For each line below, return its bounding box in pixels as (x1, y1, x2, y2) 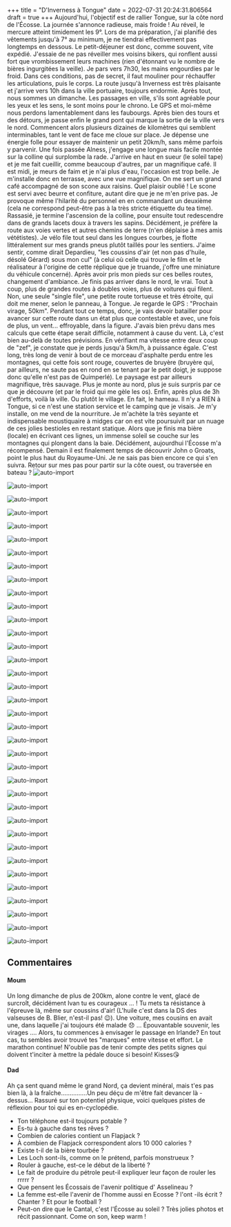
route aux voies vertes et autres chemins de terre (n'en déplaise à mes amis (7, 226, 223, 234)
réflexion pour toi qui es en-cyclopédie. (7, 1103, 119, 1112)
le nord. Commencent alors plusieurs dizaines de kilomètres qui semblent (7, 124, 216, 131)
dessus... (7, 1096, 33, 1104)
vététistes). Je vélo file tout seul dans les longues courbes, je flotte (7, 234, 198, 241)
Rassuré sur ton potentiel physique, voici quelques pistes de (34, 1096, 205, 1104)
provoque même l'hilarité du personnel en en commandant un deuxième (7, 197, 212, 204)
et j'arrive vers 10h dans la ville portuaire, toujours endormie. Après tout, (7, 86, 212, 95)
